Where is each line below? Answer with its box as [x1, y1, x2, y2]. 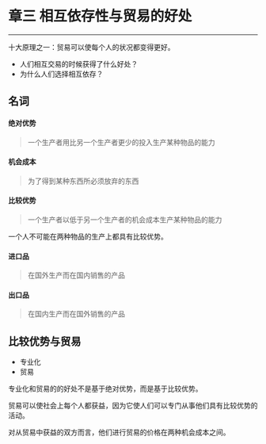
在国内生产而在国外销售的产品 [27, 309, 125, 319]
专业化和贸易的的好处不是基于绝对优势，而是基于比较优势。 [8, 384, 203, 393]
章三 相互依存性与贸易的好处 [8, 7, 192, 25]
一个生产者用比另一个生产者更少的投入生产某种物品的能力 [27, 137, 215, 147]
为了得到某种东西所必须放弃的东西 [27, 176, 139, 186]
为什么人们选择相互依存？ [19, 69, 104, 78]
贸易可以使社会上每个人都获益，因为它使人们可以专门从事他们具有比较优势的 [8, 401, 258, 411]
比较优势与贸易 [8, 335, 82, 348]
